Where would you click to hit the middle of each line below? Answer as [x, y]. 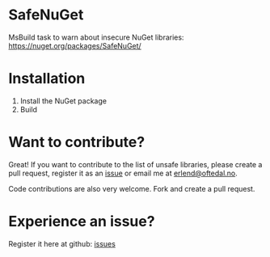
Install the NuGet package [63, 101]
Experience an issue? [82, 221]
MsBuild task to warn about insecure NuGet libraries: [96, 37]
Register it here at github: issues [62, 243]
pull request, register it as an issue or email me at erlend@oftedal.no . [123, 173]
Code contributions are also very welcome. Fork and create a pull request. [132, 188]
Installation [47, 79]
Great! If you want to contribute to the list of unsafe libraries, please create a [135, 164]
